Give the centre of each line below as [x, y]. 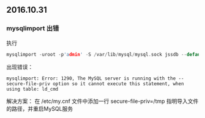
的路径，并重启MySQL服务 [40, 108]
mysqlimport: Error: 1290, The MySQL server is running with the [91, 78]
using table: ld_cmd [33, 89]
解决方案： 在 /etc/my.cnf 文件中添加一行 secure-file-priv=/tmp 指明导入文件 [103, 101]
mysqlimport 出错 [33, 29]
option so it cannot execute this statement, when [118, 84]
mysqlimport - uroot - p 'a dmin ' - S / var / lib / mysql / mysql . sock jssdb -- [97, 54]
